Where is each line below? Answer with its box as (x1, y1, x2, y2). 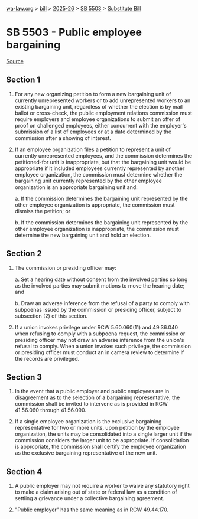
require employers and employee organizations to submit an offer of (14, 115, 181, 123)
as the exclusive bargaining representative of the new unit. (14, 449, 158, 456)
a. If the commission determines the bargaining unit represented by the (14, 195, 188, 202)
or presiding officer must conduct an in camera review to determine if (14, 348, 184, 356)
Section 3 (6, 372, 43, 382)
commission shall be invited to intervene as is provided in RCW (14, 400, 168, 407)
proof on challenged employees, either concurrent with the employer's (14, 122, 187, 129)
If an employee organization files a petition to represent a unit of (14, 146, 171, 153)
